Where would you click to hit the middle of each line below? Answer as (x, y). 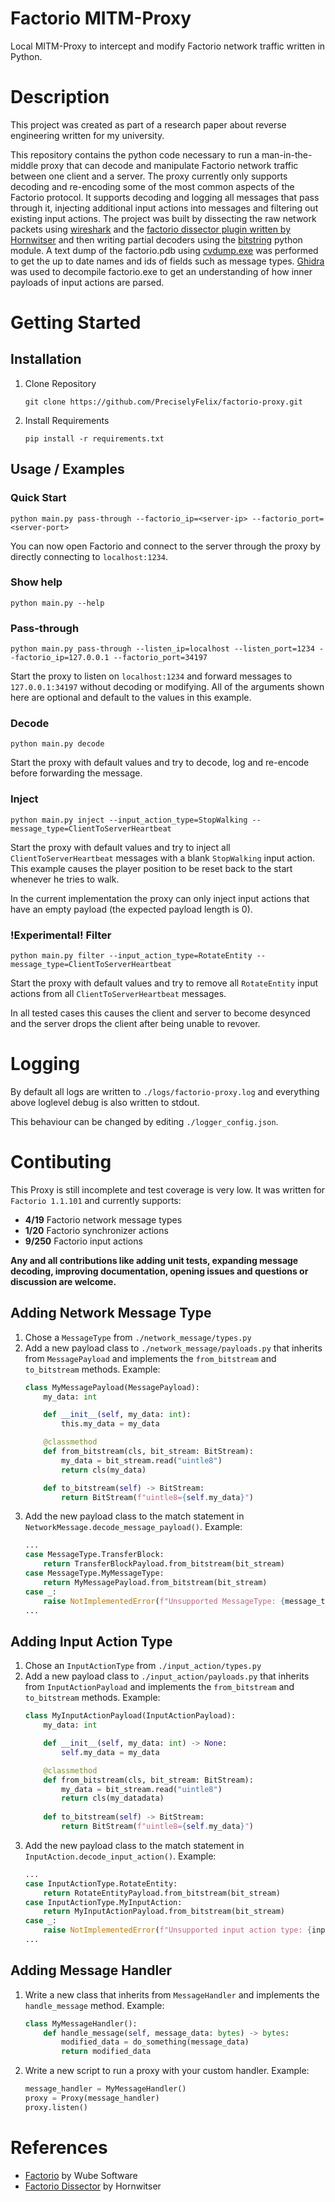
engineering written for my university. (87, 135)
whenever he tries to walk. (65, 879)
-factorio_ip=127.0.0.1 (60, 658)
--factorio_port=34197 (160, 658)
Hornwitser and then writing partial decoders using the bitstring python (156, 239)
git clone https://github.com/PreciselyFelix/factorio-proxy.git (163, 402)
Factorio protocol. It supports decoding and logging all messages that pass (165, 197)
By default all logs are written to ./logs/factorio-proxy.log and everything (165, 1091)
